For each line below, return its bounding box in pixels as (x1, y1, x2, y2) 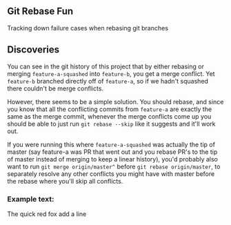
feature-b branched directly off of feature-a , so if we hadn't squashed (7, 77, 209, 85)
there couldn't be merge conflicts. (7, 84, 104, 92)
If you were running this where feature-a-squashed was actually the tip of (7, 140, 216, 148)
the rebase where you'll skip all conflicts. (7, 177, 123, 185)
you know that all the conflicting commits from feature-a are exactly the (7, 105, 212, 113)
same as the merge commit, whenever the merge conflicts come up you (7, 112, 212, 120)
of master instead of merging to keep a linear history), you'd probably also (7, 155, 219, 163)
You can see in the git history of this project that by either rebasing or (7, 62, 205, 70)
